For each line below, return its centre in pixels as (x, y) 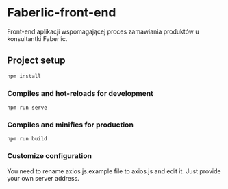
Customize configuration (50, 156)
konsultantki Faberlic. (37, 38)
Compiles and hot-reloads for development (80, 93)
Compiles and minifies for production (70, 125)
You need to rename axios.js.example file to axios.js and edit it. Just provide (114, 171)
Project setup (37, 61)
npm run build (27, 139)
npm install (24, 76)
